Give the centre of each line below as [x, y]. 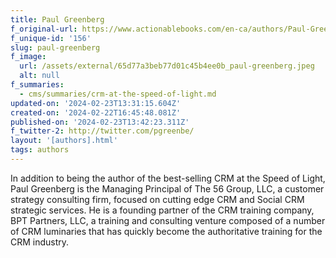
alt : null [39, 76]
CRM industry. [40, 242]
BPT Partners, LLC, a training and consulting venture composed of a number [168, 220]
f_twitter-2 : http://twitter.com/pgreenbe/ [102, 131]
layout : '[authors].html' [64, 141]
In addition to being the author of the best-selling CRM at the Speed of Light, [168, 178]
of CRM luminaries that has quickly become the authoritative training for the [166, 231]
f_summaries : [37, 85]
